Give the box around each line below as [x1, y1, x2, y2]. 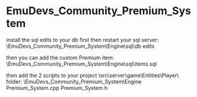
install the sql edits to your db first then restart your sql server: [6, 36, 159, 43]
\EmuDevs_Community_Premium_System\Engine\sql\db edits [6, 43, 155, 50]
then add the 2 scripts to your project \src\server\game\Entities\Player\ [6, 72, 179, 79]
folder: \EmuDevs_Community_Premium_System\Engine [6, 78, 142, 85]
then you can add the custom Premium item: [6, 54, 115, 61]
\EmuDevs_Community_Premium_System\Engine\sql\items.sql [6, 60, 157, 67]
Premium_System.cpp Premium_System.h [6, 84, 108, 91]
